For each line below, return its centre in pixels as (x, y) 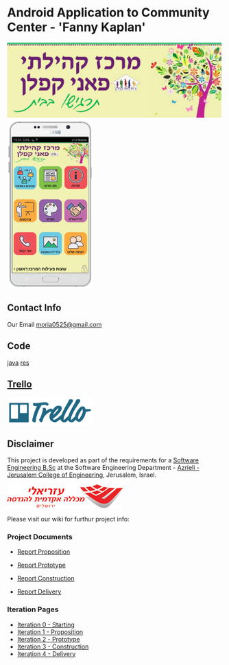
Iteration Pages (33, 609)
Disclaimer (31, 443)
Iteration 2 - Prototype (48, 639)
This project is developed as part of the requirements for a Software (103, 460)
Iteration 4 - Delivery (46, 653)
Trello (20, 384)
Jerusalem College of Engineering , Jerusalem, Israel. (82, 475)
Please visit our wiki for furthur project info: (68, 519)
